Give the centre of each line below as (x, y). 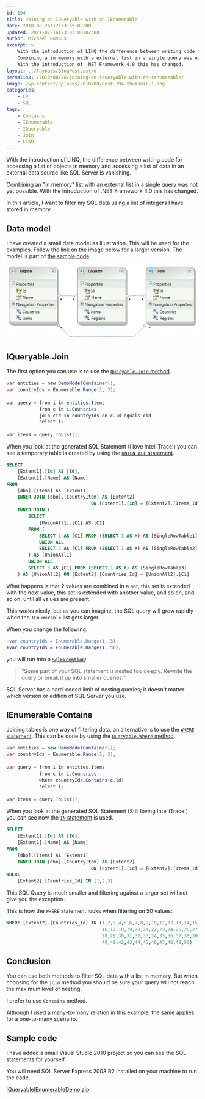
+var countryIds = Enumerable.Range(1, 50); (64, 647)
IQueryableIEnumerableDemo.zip (48, 1090)
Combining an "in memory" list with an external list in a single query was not (102, 185)
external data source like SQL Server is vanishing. (69, 173)
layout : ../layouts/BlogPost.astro (52, 71)
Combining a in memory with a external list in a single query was (105, 58)
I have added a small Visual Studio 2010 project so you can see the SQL (96, 1053)
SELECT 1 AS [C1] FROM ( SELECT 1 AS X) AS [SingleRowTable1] (118, 536)
